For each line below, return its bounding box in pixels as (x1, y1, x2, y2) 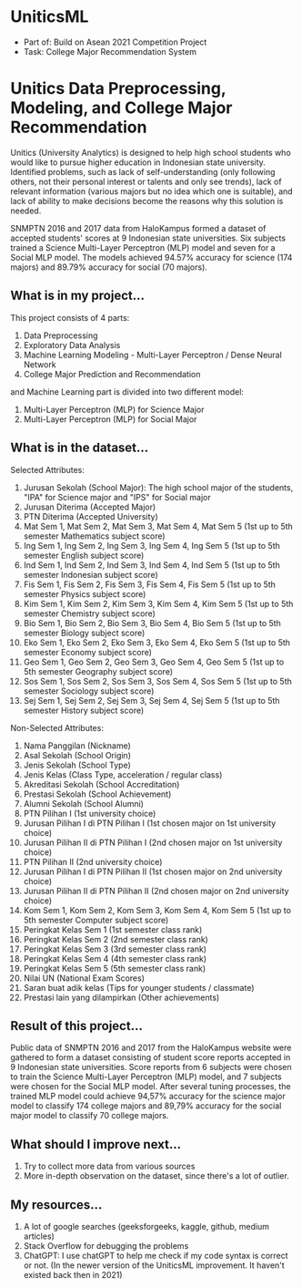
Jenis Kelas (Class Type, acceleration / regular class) (23, 768, 223, 780)
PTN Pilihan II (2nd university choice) (23, 856, 163, 867)
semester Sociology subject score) (23, 685, 155, 696)
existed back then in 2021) (23, 1269, 123, 1280)
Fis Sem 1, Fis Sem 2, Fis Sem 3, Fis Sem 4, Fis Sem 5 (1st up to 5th (23, 579, 277, 590)
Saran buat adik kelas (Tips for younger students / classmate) (23, 982, 255, 993)
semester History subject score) (23, 705, 145, 716)
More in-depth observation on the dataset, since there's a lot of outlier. (23, 1170, 289, 1181)
